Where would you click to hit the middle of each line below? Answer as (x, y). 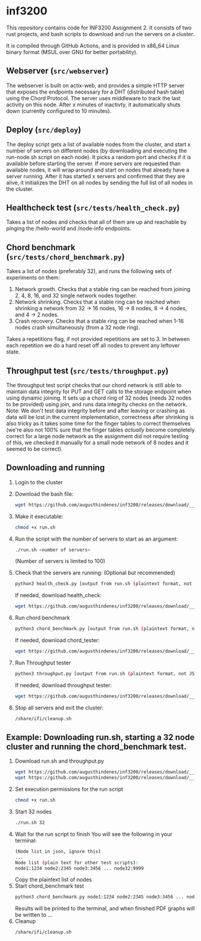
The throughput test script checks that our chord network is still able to (94, 385)
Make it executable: (39, 516)
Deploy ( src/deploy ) (44, 130)
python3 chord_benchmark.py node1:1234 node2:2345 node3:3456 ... (99, 897)
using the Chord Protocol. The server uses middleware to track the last (93, 98)
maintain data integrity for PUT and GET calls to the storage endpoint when (99, 392)
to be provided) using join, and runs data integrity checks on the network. (97, 404)
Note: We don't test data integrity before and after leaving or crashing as (96, 410)
